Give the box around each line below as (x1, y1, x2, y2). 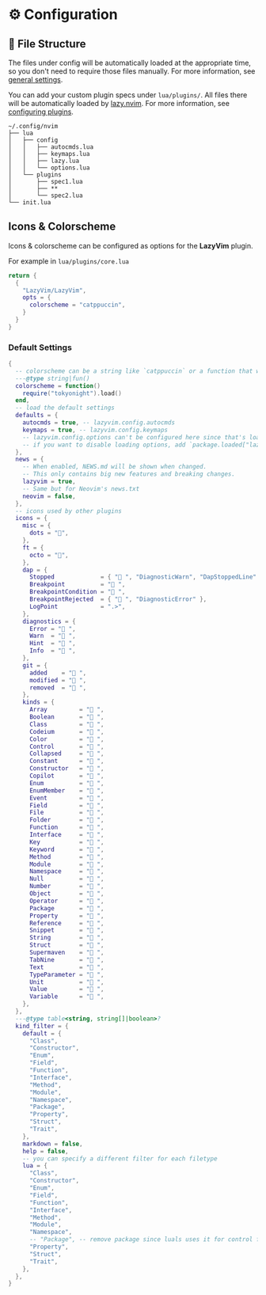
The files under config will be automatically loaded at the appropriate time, (8, 58, 252, 67)
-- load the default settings (15, 404, 115, 412)
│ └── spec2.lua (8, 192, 83, 199)
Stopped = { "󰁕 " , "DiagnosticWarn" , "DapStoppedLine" (28, 573, 257, 581)
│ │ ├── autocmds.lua (8, 143, 93, 151)
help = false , (22, 1147, 69, 1155)
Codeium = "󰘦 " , (28, 727, 104, 735)
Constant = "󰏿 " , (28, 758, 104, 765)
